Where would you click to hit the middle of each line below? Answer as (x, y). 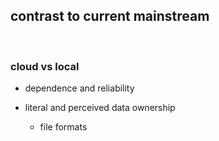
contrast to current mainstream (110, 16)
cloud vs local (45, 66)
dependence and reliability (79, 88)
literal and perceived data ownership (100, 108)
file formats (63, 127)
